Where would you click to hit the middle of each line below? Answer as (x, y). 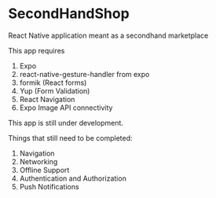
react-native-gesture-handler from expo (84, 74)
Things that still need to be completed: (70, 137)
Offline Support (44, 170)
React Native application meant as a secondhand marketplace (108, 35)
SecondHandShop (69, 14)
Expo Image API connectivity (66, 108)
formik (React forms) (53, 82)
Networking (38, 161)
